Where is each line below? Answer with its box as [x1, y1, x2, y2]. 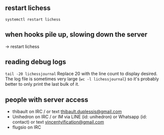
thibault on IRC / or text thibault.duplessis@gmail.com [12, 108, 122, 115]
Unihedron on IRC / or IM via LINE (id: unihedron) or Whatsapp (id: [12, 114, 147, 120]
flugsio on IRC [12, 124, 41, 130]
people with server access [5, 96, 88, 104]
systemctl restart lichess [5, 17, 61, 22]
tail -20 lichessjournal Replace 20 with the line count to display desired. [5, 71, 158, 77]
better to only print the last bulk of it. [5, 81, 80, 87]
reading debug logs [5, 58, 67, 66]
